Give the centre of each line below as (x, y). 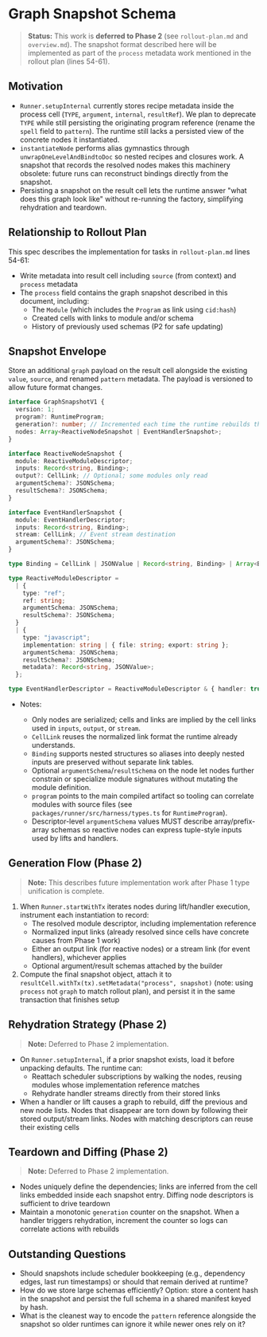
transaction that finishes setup (70, 999)
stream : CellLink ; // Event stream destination (96, 535)
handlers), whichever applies (79, 957)
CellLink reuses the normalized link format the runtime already (135, 737)
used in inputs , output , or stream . (86, 728)
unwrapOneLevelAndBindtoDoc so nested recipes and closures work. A (132, 156)
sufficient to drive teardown (65, 1204)
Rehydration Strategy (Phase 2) (87, 1025)
